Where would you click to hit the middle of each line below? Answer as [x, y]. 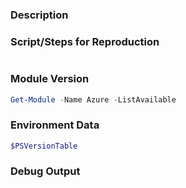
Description [39, 15]
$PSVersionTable [44, 146]
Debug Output [45, 171]
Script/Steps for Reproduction [85, 41]
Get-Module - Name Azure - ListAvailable [93, 99]
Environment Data [55, 125]
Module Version [50, 79]
